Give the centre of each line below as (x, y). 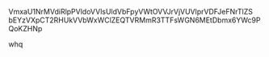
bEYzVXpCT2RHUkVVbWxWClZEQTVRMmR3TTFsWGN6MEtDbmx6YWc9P (134, 20)
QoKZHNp (25, 28)
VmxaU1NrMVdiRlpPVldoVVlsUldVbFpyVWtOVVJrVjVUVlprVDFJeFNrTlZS (130, 12)
